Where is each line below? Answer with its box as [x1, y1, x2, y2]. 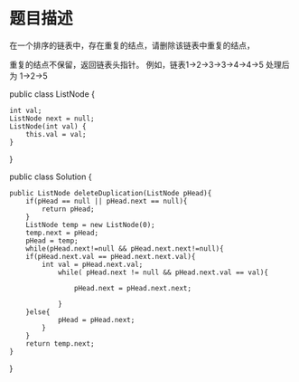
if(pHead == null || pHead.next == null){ [25, 196, 188, 205]
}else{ [25, 307, 51, 317]
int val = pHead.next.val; [42, 260, 144, 269]
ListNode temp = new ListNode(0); [25, 220, 155, 229]
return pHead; [42, 205, 95, 214]
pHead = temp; [25, 236, 79, 245]
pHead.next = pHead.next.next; [73, 283, 192, 292]
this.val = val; [25, 129, 88, 138]
